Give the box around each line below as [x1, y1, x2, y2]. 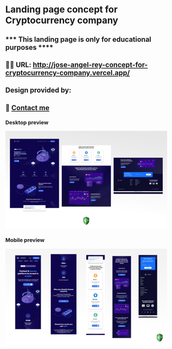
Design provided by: [5, 86, 71, 95]
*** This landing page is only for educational [5, 35, 151, 44]
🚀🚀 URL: [5, 60, 32, 69]
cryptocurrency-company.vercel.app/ [5, 68, 130, 77]
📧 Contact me [5, 103, 50, 112]
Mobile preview [5, 236, 45, 244]
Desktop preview [5, 119, 49, 126]
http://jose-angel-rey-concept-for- [32, 60, 148, 69]
